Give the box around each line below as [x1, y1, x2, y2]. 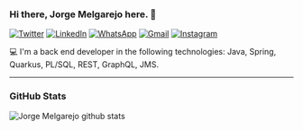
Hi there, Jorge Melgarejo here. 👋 [9, 8, 157, 21]
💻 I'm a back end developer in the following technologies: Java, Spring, [9, 47, 277, 57]
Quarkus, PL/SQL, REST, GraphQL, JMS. [9, 59, 160, 70]
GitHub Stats [9, 90, 67, 102]
